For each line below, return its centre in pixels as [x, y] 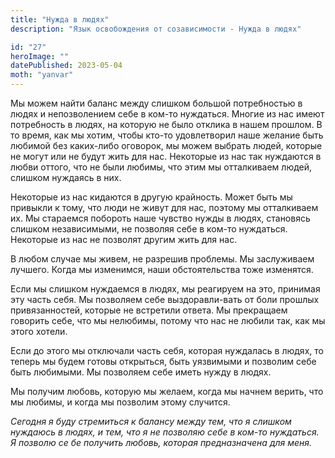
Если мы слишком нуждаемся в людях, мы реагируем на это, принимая [165, 289]
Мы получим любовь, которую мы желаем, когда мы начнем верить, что [167, 391]
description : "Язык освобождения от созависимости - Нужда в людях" [156, 29]
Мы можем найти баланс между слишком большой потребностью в [156, 103]
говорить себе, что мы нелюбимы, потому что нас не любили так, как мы [168, 320]
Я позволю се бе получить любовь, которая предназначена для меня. [161, 442]
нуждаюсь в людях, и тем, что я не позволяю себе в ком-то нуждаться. [165, 432]
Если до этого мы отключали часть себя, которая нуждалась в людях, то [167, 350]
